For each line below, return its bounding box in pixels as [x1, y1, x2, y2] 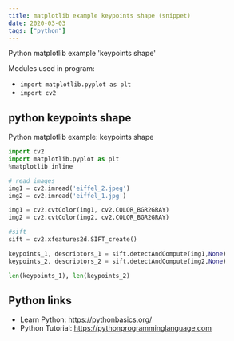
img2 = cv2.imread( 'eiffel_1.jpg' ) [8, 192, 127, 200]
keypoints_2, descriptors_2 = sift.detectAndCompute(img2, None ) [8, 257, 227, 265]
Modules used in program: [8, 64, 95, 73]
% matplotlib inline [8, 162, 73, 170]
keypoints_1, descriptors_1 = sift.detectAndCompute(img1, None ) [8, 249, 227, 258]
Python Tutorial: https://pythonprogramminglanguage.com [19, 323, 212, 333]
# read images [8, 176, 56, 184]
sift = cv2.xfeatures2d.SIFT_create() [8, 236, 137, 244]
